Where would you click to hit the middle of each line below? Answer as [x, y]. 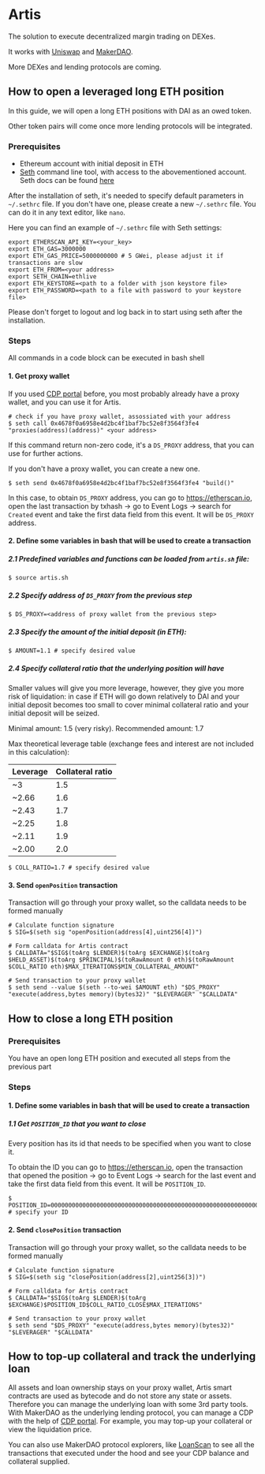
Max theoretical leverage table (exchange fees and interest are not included [131, 744]
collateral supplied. [39, 1461]
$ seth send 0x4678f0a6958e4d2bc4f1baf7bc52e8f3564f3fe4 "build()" [121, 483]
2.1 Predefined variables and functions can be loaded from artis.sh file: [129, 558]
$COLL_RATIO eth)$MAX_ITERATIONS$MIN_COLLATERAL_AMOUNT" [104, 967]
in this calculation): [39, 752]
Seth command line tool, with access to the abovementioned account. [133, 172]
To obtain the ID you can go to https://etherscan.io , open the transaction [125, 1167]
